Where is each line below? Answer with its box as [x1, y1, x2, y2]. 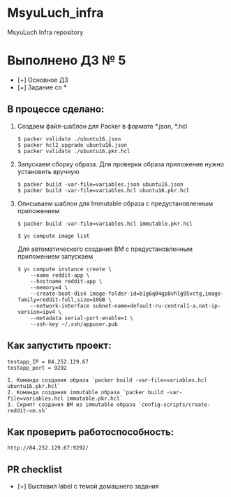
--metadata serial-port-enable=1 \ [30, 315, 134, 322]
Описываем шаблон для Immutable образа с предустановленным [17, 199, 214, 208]
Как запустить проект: [7, 340, 112, 352]
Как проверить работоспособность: [7, 426, 174, 438]
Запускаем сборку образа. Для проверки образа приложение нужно [17, 159, 225, 168]
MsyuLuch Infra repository [7, 28, 84, 36]
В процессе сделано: [7, 103, 105, 115]
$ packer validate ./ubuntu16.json [17, 135, 121, 143]
